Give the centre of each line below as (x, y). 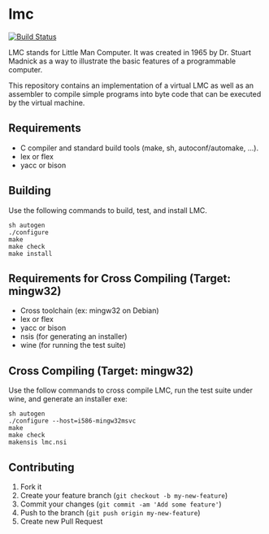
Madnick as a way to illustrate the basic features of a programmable (122, 61)
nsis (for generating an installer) (74, 336)
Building (30, 191)
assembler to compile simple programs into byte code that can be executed (135, 93)
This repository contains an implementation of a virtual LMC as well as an (131, 85)
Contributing (41, 467)
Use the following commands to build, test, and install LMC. (108, 210)
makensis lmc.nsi (38, 443)
